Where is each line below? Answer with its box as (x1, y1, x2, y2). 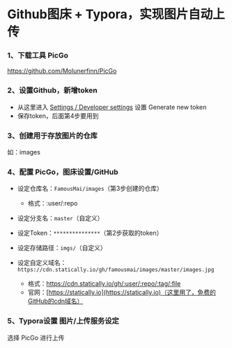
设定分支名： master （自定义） (17, 214, 104, 222)
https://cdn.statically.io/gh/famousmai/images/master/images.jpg (17, 266, 215, 273)
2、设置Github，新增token (7, 85, 98, 95)
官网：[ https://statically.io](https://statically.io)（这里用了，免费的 (27, 288, 216, 297)
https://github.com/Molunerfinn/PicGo (7, 67, 117, 75)
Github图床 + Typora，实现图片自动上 (7, 6, 225, 22)
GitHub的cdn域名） (27, 297, 84, 305)
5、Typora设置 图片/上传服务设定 (7, 316, 120, 326)
